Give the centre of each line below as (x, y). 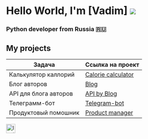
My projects (28, 48)
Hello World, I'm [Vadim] (67, 11)
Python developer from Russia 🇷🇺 (56, 29)
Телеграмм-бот (32, 103)
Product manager (109, 113)
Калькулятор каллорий (42, 74)
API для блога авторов (41, 93)
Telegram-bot (105, 103)
